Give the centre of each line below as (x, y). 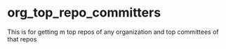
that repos (22, 39)
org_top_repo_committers (84, 13)
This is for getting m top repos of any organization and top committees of (113, 32)
